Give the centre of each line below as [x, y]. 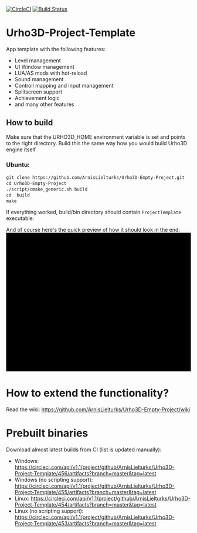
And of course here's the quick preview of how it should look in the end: [93, 230]
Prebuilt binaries [47, 433]
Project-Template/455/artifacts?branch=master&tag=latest [85, 492]
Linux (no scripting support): [49, 511]
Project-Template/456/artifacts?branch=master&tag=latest [85, 473]
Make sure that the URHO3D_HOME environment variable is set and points [96, 137]
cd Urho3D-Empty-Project [36, 184]
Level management [38, 60]
